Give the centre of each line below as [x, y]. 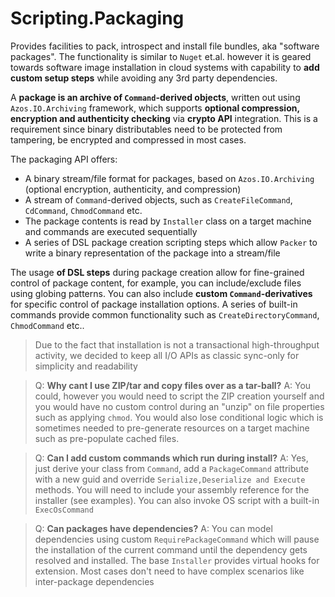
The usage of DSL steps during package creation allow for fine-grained [157, 272]
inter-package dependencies [94, 581]
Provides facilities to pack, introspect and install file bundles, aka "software [165, 46]
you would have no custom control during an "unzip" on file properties [179, 406]
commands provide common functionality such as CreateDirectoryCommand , [165, 314]
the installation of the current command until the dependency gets [171, 549]
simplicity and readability [86, 366]
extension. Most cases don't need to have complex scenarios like [169, 571]
